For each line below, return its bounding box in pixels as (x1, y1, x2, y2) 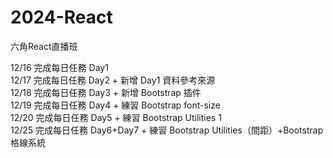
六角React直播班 (10, 40, 78, 52)
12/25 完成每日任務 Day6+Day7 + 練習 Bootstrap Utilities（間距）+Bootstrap (10, 124, 324, 136)
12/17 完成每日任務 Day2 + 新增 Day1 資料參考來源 (10, 74, 216, 86)
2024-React (10, 6, 113, 29)
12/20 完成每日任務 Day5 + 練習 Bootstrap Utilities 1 (10, 111, 222, 123)
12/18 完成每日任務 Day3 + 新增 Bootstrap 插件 (10, 86, 202, 98)
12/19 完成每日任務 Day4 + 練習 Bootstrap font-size (10, 99, 221, 111)
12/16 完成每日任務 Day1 (10, 61, 109, 73)
